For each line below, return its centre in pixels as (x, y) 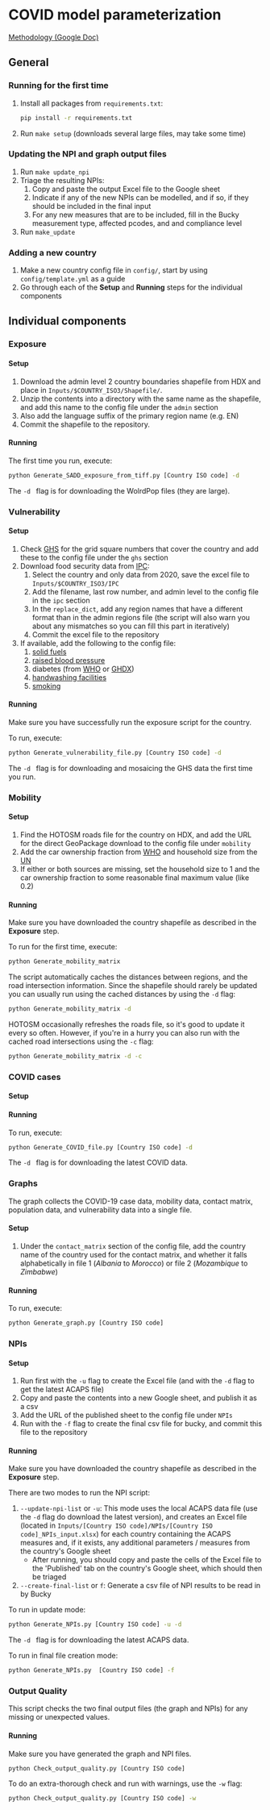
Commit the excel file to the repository (96, 634)
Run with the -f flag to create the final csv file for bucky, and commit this (141, 1424)
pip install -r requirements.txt (76, 118)
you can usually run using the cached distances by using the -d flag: (122, 995)
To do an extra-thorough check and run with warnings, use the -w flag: (125, 1783)
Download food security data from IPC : (85, 565)
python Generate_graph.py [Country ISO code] (86, 1323)
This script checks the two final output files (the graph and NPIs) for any (128, 1708)
